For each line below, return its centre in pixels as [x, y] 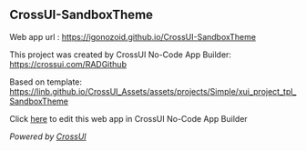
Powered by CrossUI [48, 136]
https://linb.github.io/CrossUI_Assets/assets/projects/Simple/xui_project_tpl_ [153, 91]
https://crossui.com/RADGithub [68, 64]
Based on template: [46, 82]
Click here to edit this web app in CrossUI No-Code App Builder [128, 118]
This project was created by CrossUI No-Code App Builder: [121, 55]
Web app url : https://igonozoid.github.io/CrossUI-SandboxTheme [133, 36]
